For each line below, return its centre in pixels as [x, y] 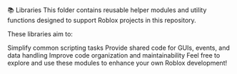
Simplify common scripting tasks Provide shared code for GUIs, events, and [119, 48]
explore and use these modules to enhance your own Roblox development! [117, 63]
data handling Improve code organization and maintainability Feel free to [114, 55]
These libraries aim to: [40, 34]
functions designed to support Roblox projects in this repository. [102, 20]
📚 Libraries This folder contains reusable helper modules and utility [107, 10]
